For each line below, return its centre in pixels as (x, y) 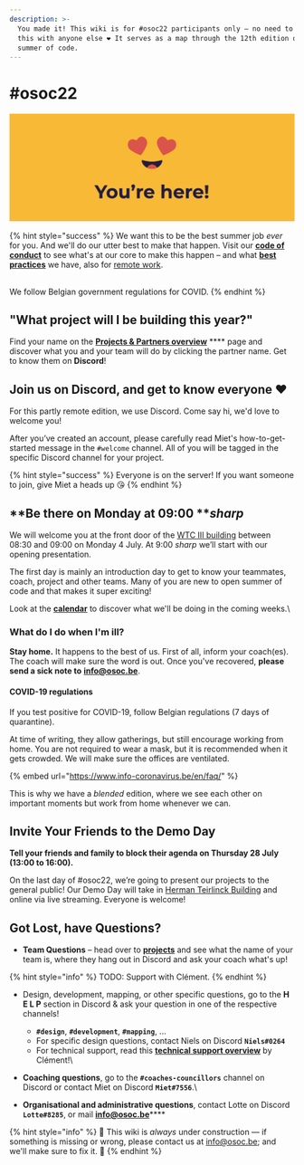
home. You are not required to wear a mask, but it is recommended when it (148, 749)
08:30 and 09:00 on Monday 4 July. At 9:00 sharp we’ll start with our (139, 545)
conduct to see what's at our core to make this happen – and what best (143, 254)
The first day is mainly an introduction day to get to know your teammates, (148, 572)
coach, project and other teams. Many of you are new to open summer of (146, 582)
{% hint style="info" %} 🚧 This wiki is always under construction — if (138, 1132)
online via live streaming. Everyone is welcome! (98, 900)
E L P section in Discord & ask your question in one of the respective (150, 1004)
